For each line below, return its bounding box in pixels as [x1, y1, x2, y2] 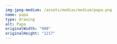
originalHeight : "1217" [5, 31, 56, 36]
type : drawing [5, 17, 35, 22]
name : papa [5, 12, 28, 17]
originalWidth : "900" [5, 26, 51, 31]
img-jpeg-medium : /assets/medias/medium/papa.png [5, 7, 112, 13]
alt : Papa [5, 21, 26, 27]
